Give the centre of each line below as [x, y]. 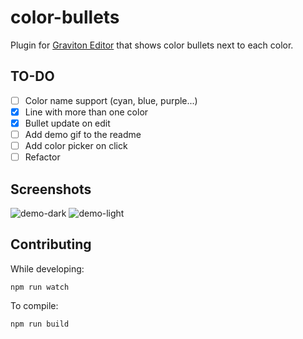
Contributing [51, 244]
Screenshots [51, 189]
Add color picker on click [76, 145]
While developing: [47, 268]
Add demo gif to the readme [83, 134]
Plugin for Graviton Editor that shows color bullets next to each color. [152, 45]
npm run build [40, 324]
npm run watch [40, 287]
